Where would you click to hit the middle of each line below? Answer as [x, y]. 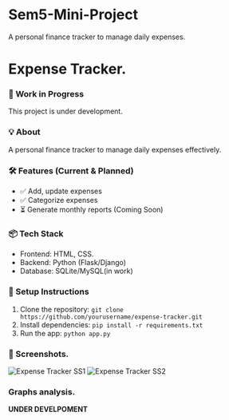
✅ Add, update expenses [61, 191]
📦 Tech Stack [36, 233]
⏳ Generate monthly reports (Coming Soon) [91, 210]
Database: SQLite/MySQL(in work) [76, 271]
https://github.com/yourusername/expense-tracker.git [111, 317]
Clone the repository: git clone [71, 309]
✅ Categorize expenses [59, 200]
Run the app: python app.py [65, 333]
